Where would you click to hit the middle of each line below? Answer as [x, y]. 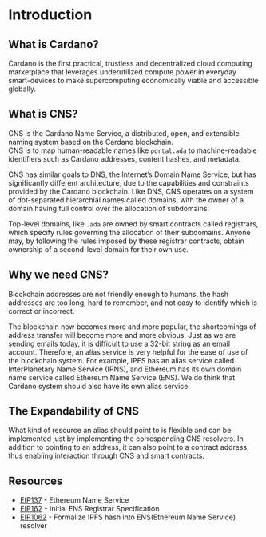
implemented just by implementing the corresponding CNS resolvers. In [126, 439]
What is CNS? [43, 114]
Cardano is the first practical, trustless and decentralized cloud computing [131, 63]
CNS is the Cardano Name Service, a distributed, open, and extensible [124, 133]
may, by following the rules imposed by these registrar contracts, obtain [127, 241]
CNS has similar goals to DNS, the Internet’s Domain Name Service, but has [133, 174]
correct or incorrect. [42, 311]
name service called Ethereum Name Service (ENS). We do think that [122, 377]
